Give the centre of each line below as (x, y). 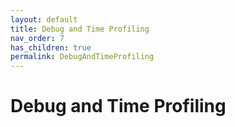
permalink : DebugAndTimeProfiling (82, 57)
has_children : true (51, 47)
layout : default (44, 19)
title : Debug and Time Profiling (80, 29)
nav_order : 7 (37, 38)
